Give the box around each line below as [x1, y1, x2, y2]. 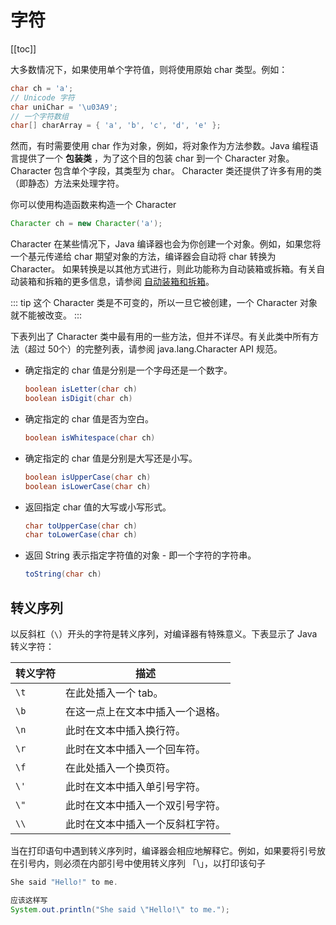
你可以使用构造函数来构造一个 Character [10, 199, 177, 211]
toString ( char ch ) [24, 569, 102, 580]
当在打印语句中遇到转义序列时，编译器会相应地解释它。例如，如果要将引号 [10, 845, 317, 856]
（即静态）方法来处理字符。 [10, 177, 125, 190]
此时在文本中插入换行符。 [65, 724, 187, 737]
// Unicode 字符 [10, 92, 75, 103]
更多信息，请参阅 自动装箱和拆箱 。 [71, 276, 215, 288]
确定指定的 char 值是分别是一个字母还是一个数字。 [24, 364, 233, 376]
